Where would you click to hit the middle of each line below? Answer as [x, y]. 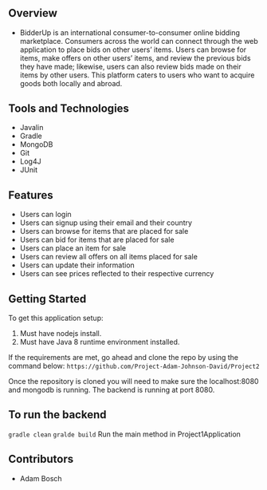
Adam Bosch [41, 478]
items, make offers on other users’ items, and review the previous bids [135, 57]
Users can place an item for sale [73, 248]
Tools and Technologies [69, 109]
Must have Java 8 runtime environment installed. [100, 342]
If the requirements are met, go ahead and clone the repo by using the [124, 358]
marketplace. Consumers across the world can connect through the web [139, 41]
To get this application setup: [56, 318]
